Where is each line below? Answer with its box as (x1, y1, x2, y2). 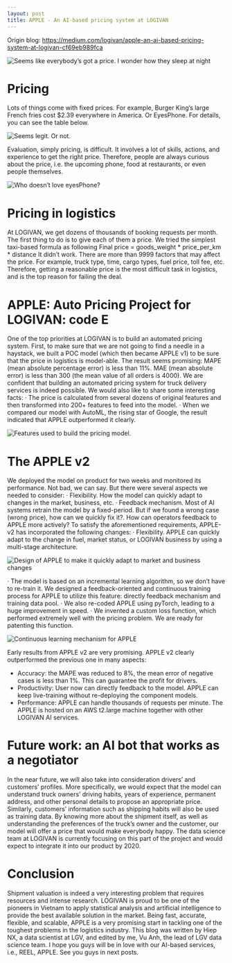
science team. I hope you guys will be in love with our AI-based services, (7, 941, 216, 949)
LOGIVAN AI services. (17, 713, 80, 722)
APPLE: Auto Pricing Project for (7, 296, 191, 312)
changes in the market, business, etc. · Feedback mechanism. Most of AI (7, 499, 215, 507)
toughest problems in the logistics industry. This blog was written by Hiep (7, 926, 217, 935)
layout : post (7, 10, 45, 17)
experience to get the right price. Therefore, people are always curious (7, 153, 210, 161)
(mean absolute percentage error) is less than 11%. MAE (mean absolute (7, 364, 213, 372)
